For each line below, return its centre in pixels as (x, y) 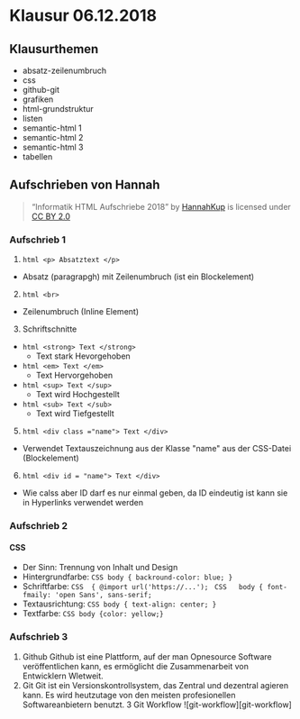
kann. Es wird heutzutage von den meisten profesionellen (129, 695)
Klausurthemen (54, 49)
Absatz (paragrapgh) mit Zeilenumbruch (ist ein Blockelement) (138, 277)
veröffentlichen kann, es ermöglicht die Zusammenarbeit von (136, 666)
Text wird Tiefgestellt (75, 414)
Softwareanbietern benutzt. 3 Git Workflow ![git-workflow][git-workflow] (157, 705)
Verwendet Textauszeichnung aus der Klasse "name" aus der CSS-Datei (157, 449)
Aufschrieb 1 (37, 240)
